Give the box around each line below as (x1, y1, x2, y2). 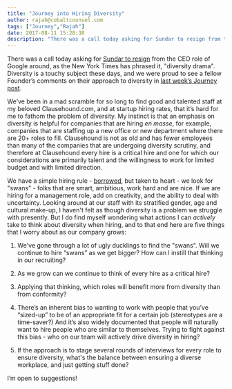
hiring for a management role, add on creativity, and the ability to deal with (7, 191, 220, 200)
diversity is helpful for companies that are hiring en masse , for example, (7, 119, 212, 128)
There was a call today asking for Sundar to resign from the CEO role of (7, 54, 211, 63)
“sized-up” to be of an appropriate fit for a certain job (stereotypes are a (17, 311, 223, 319)
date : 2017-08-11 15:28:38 (7, 29, 85, 37)
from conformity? (17, 290, 67, 299)
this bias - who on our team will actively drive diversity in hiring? (17, 332, 200, 341)
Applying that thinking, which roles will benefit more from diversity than (17, 283, 221, 291)
